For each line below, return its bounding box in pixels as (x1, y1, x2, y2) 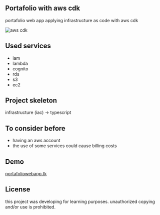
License (5, 185, 30, 194)
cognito (12, 65, 28, 72)
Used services (5, 42, 51, 50)
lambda (12, 60, 28, 66)
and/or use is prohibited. (5, 203, 56, 210)
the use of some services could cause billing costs (12, 143, 117, 149)
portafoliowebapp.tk (5, 171, 47, 177)
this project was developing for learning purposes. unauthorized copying (5, 198, 155, 204)
